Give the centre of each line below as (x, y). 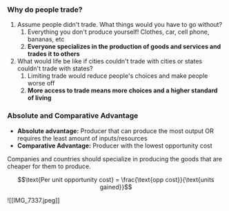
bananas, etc (46, 39)
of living (39, 98)
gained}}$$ (116, 187)
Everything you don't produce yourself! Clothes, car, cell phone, (118, 32)
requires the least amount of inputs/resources (82, 138)
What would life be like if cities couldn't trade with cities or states (109, 61)
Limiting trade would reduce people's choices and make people (118, 76)
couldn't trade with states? (55, 69)
